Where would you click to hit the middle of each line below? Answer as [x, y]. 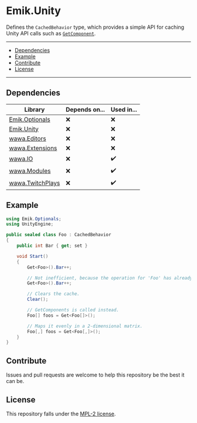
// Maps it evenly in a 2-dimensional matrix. [85, 326]
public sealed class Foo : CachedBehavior [59, 235]
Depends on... [85, 109]
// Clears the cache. [54, 294]
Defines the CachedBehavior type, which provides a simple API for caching [95, 27]
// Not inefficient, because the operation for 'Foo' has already [110, 278]
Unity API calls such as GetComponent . [51, 33]
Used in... [124, 109]
